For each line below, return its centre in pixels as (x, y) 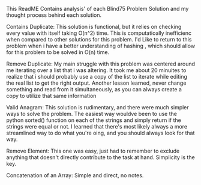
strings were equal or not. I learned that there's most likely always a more (97, 126)
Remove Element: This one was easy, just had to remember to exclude (93, 151)
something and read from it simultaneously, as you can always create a (94, 89)
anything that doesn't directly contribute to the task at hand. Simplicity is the (100, 157)
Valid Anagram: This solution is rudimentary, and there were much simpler (97, 107)
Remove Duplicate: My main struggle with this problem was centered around (101, 64)
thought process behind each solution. (54, 15)
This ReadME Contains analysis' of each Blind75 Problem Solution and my (97, 9)
